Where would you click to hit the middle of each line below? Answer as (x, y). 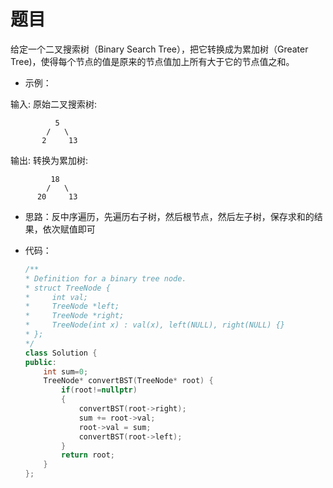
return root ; (88, 455)
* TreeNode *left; (72, 306)
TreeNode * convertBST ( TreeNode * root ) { (128, 381)
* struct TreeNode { (67, 288)
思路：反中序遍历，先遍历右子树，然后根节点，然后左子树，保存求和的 (169, 216)
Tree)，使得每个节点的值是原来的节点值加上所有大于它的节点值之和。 (152, 61)
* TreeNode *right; (74, 316)
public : (40, 362)
